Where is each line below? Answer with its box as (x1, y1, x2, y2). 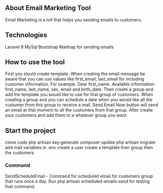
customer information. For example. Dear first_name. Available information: (5, 81, 156, 87)
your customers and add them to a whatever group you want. (5, 112, 128, 118)
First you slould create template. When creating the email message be (5, 71, 145, 77)
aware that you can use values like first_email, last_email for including (5, 76, 145, 82)
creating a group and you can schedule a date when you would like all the (5, 97, 153, 103)
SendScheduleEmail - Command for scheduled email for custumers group (5, 173, 153, 179)
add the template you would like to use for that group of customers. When (5, 92, 153, 97)
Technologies (5, 31, 48, 39)
